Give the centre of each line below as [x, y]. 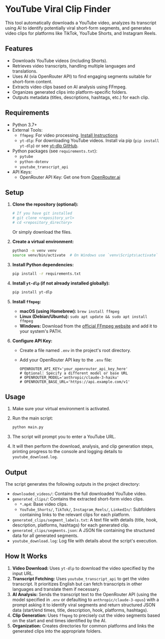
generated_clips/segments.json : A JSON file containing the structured [83, 530]
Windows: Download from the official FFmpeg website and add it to [88, 326]
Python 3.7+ [25, 125]
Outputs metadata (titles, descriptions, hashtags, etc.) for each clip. [81, 97]
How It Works [26, 556]
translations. [25, 71]
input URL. [23, 573]
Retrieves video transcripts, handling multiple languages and [74, 66]
